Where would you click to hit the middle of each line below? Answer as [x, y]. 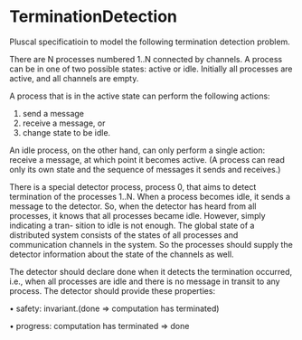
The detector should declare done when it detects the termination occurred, [151, 271]
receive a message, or [64, 123]
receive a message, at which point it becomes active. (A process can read [147, 159]
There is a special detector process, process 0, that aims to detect [133, 186]
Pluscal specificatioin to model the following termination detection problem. [150, 42]
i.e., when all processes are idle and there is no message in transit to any [145, 281]
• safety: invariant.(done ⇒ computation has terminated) [114, 308]
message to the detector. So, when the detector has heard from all [133, 206]
